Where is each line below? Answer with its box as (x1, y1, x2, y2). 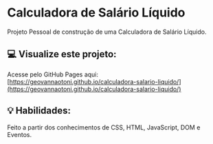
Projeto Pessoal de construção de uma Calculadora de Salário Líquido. (7, 28, 207, 36)
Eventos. (7, 130, 32, 138)
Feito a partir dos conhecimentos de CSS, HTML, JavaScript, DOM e (7, 123, 201, 132)
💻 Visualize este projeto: (7, 48, 117, 60)
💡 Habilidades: (7, 105, 71, 116)
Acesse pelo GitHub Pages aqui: (7, 70, 98, 79)
